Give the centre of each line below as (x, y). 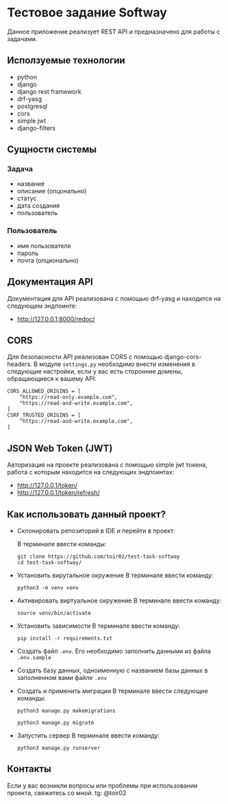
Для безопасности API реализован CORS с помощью (85, 357)
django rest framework (49, 91)
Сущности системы (52, 150)
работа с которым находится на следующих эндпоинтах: (91, 472)
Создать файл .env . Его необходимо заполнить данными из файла (114, 651)
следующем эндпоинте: (42, 306)
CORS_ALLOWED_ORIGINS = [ (44, 391)
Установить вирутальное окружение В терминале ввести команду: (115, 575)
